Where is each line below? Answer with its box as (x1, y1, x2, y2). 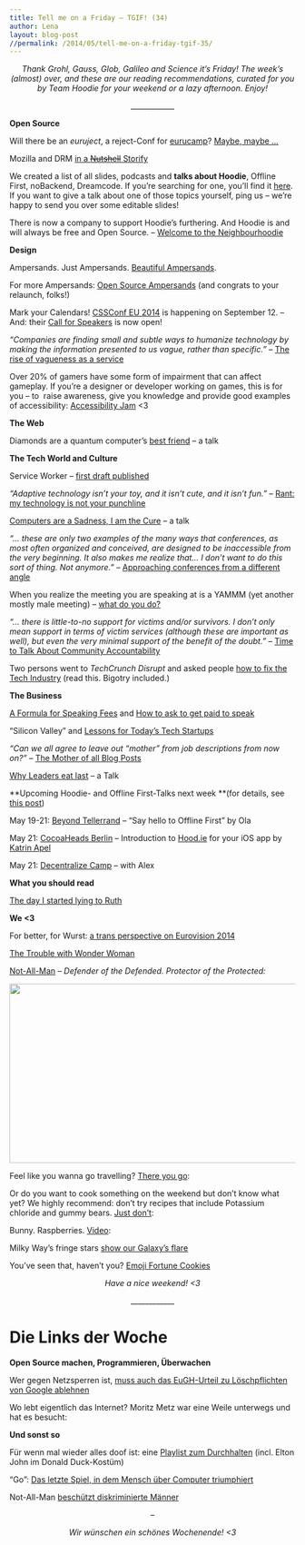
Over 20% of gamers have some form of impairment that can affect (9, 371, 261, 382)
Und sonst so (9, 1430, 61, 1441)
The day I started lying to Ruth (9, 896, 123, 906)
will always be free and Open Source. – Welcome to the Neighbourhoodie (9, 227, 284, 238)
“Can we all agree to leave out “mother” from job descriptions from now (9, 743, 280, 754)
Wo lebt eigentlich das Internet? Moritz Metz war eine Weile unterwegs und (9, 1402, 290, 1413)
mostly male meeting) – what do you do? (9, 599, 162, 609)
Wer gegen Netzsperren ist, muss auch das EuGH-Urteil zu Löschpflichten (9, 1375, 288, 1386)
